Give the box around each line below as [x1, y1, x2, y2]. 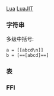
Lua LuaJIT [6, 5, 34, 12]
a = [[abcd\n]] [6, 47, 44, 53]
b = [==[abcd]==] [6, 53, 49, 59]
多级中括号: [6, 36, 34, 43]
